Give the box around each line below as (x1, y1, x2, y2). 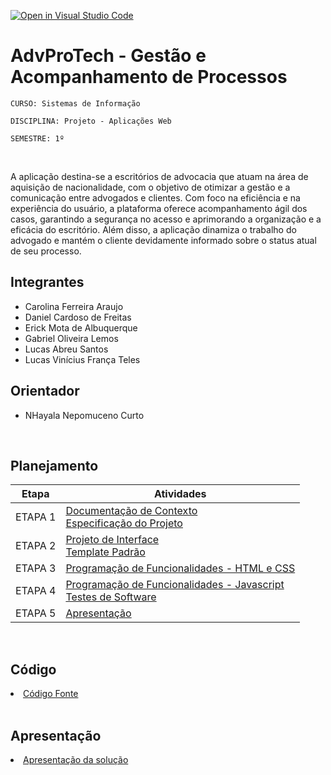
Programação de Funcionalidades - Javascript (65, 578, 285, 592)
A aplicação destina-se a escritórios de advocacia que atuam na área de (10, 170, 309, 182)
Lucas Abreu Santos (24, 343, 109, 355)
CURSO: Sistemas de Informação (10, 98, 141, 109)
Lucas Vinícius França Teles (24, 353, 141, 365)
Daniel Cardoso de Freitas (24, 311, 132, 323)
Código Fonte (23, 688, 79, 700)
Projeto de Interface (65, 533, 160, 547)
